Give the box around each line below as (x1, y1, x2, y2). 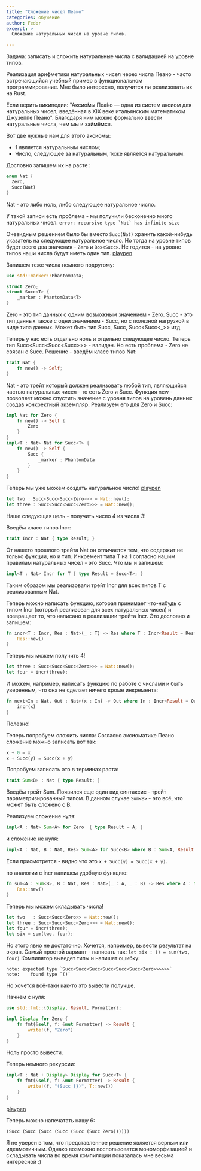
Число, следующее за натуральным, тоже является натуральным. (14, 150, 185, 158)
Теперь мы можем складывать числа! (6, 903, 103, 910)
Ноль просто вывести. (6, 1049, 63, 1056)
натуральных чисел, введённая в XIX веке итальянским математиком (6, 108, 185, 115)
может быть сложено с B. (6, 801, 72, 809)
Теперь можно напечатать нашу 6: (6, 1116, 95, 1124)
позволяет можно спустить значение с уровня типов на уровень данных (6, 394, 193, 401)
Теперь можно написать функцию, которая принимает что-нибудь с (6, 600, 181, 607)
